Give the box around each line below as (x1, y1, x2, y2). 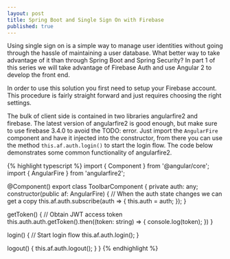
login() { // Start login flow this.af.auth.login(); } (7, 231, 139, 239)
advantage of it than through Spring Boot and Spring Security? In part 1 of (7, 56, 216, 65)
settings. (7, 99, 32, 107)
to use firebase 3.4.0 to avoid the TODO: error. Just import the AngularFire (7, 126, 218, 135)
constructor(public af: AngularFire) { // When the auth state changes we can (7, 190, 222, 198)
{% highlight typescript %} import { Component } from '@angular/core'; (7, 162, 209, 170)
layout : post (7, 10, 45, 17)
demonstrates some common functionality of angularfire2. (7, 148, 172, 157)
